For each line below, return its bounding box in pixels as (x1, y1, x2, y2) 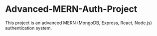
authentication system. (5, 25, 52, 31)
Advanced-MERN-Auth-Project (5, 3, 138, 15)
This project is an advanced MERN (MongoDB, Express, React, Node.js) (5, 20, 152, 26)
